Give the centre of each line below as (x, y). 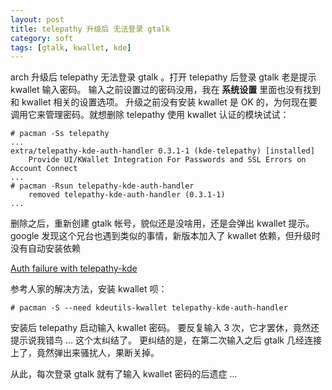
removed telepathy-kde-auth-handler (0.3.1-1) (127, 195)
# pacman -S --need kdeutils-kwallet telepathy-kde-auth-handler (149, 308)
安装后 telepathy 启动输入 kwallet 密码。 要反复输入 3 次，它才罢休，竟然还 (165, 328)
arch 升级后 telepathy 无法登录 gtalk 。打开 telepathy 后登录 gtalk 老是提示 (163, 77)
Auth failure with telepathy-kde (74, 268)
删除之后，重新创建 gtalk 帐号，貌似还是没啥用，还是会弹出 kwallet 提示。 (162, 223)
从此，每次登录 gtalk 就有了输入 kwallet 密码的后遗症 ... (124, 374)
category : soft (42, 38)
